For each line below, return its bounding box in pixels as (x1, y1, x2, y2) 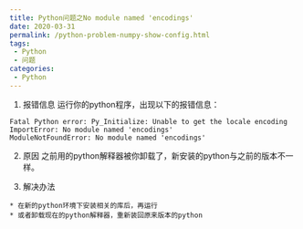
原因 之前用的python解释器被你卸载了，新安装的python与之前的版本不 (22, 150, 286, 161)
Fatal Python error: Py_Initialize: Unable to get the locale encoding (9, 117, 287, 126)
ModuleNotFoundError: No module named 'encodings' (9, 133, 206, 142)
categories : (9, 65, 55, 74)
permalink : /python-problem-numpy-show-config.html (9, 30, 210, 39)
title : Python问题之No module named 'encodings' (9, 13, 194, 23)
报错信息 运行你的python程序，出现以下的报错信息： (22, 99, 220, 109)
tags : (9, 38, 30, 48)
